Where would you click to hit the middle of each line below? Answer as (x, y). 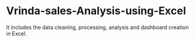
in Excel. (16, 33)
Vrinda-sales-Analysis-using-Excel (96, 11)
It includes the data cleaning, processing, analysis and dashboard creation (97, 27)
